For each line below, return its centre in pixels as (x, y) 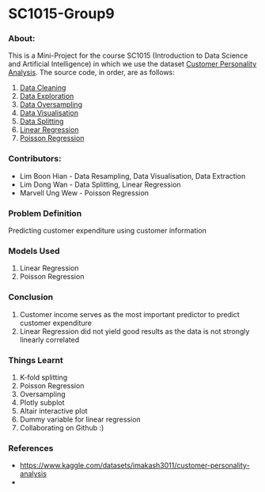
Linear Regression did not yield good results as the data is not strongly (134, 331)
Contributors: (35, 159)
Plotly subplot (42, 402)
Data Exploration (47, 97)
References (31, 448)
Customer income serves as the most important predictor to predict (129, 314)
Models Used (34, 251)
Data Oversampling (51, 104)
